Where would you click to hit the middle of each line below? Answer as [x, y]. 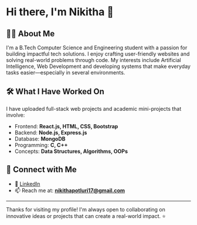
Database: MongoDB [40, 139]
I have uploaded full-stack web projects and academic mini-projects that [94, 108]
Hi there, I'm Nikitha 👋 [60, 12]
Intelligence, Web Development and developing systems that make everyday [98, 66]
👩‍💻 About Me [30, 34]
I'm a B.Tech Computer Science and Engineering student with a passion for [97, 47]
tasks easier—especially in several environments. [66, 72]
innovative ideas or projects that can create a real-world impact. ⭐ [86, 216]
